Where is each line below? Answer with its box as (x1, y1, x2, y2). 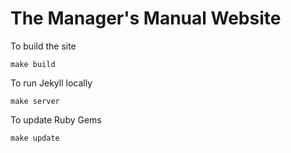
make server (10, 96, 60, 106)
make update (10, 133, 60, 143)
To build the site (10, 40, 77, 52)
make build (10, 59, 56, 69)
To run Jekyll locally (10, 77, 93, 89)
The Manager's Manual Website (10, 7, 282, 30)
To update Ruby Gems (10, 113, 102, 126)
